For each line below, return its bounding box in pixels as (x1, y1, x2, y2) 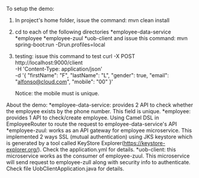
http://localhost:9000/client (14, 59, 83, 66)
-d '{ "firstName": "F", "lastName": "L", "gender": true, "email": (14, 72, 169, 79)
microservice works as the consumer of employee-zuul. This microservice (6, 152, 190, 159)
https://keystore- (123, 140, 166, 146)
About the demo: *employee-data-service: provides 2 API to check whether (6, 101, 194, 108)
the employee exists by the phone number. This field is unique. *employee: (6, 108, 191, 114)
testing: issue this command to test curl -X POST (14, 53, 135, 59)
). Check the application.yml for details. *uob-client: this (38, 146, 176, 153)
